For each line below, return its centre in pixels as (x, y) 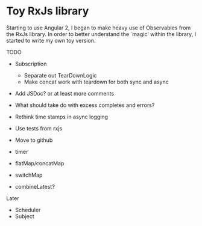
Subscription (31, 64)
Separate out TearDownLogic (61, 75)
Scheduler (28, 210)
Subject (24, 216)
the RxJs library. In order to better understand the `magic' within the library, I (101, 34)
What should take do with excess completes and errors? (85, 105)
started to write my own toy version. (51, 40)
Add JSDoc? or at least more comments (65, 93)
